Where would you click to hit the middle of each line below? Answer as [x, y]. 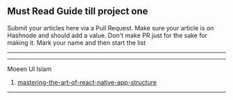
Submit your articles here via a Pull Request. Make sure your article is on [111, 28]
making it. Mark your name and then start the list [77, 42]
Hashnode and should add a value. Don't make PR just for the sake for [107, 35]
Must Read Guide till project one [78, 11]
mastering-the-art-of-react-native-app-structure [87, 82]
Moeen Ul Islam [29, 69]
